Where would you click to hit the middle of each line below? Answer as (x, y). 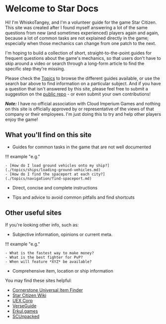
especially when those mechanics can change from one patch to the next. (81, 43)
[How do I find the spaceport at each (50, 174)
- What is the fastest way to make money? (50, 253)
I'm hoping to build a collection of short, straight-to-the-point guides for (79, 53)
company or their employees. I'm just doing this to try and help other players (83, 114)
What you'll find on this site (48, 135)
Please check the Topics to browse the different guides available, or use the (83, 78)
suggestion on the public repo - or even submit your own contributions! (78, 94)
